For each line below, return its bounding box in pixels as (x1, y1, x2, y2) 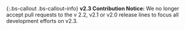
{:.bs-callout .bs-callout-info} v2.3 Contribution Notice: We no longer (6, 5, 180, 12)
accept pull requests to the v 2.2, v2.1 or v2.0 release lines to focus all (6, 11, 179, 18)
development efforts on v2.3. (6, 18, 78, 24)
